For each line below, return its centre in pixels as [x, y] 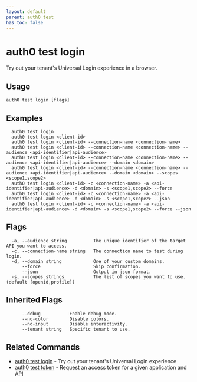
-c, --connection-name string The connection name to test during [97, 251]
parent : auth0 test [30, 17]
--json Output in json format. [86, 272]
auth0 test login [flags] [38, 100]
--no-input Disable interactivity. [75, 324]
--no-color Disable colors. [65, 319]
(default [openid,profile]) [41, 282]
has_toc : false [25, 22]
